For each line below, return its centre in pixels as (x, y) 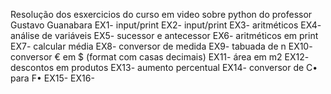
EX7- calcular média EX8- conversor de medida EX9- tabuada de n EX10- (161, 46)
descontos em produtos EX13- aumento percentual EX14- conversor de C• (164, 67)
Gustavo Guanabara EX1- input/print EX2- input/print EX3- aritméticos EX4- (166, 25)
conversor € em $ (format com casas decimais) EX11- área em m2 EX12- (160, 57)
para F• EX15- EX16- (52, 78)
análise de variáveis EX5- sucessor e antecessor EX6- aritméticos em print (164, 35)
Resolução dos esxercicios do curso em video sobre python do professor (161, 14)
